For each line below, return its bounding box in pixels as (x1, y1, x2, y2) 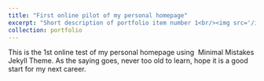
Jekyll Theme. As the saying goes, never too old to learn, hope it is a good (8, 56, 249, 65)
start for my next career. (8, 64, 86, 74)
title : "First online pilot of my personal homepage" (8, 11, 189, 20)
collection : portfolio (8, 26, 82, 34)
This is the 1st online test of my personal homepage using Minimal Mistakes (8, 48, 255, 57)
